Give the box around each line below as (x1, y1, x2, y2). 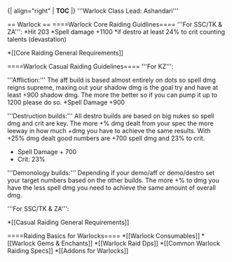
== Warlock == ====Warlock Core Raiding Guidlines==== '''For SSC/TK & (7, 20, 223, 28)
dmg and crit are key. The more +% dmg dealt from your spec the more (7, 119, 214, 127)
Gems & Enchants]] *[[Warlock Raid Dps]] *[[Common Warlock (37, 239, 221, 247)
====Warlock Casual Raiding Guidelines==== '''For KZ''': (7, 62, 174, 70)
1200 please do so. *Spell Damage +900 (7, 98, 125, 106)
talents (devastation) (7, 35, 67, 43)
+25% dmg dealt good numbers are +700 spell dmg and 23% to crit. (7, 134, 205, 142)
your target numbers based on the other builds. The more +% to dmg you (7, 176, 219, 184)
